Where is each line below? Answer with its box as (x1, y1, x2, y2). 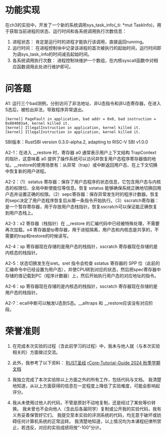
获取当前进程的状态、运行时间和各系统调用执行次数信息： (9, 28, 127, 34)
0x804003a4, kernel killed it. (5, 120, 70, 126)
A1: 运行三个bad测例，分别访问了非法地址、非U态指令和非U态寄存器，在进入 (5, 100, 161, 106)
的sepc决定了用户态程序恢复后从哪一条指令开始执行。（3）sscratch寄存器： (5, 197, 160, 203)
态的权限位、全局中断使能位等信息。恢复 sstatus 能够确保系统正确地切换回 (5, 185, 157, 191)
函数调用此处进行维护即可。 (16, 63, 73, 70)
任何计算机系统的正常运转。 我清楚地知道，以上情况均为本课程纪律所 (16, 418, 157, 424)
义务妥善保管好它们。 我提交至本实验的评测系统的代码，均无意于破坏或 (12, 412, 157, 418)
